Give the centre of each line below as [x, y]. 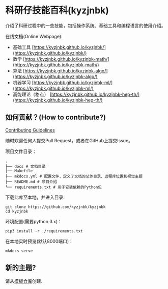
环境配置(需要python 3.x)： [34, 221]
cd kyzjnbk [17, 211]
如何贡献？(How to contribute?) [55, 117]
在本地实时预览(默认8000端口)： [39, 241]
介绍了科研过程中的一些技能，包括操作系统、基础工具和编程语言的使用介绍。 [86, 25]
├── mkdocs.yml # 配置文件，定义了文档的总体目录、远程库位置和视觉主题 [74, 176]
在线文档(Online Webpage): [34, 36]
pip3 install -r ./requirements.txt [44, 231]
